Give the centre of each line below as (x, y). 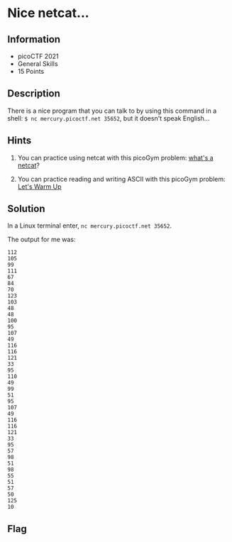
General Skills (38, 64)
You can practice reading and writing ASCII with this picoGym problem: (121, 179)
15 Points (31, 71)
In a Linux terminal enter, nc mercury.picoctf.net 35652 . (90, 226)
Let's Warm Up (39, 187)
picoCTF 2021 (38, 56)
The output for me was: (42, 240)
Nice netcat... (49, 13)
